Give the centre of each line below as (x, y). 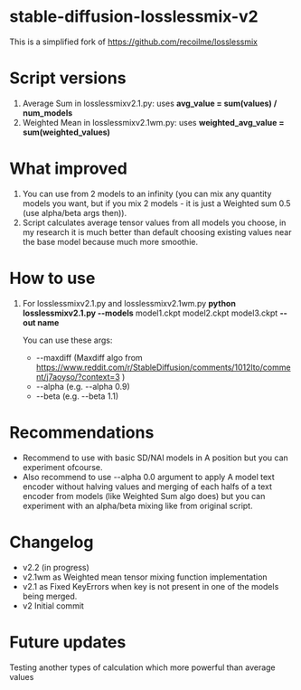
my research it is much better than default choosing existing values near (157, 232)
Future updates (68, 642)
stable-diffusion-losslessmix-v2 (134, 17)
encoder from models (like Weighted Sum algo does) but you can (144, 496)
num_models (47, 113)
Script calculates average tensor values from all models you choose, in (154, 222)
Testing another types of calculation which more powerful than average (142, 667)
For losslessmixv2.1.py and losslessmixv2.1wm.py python (129, 303)
